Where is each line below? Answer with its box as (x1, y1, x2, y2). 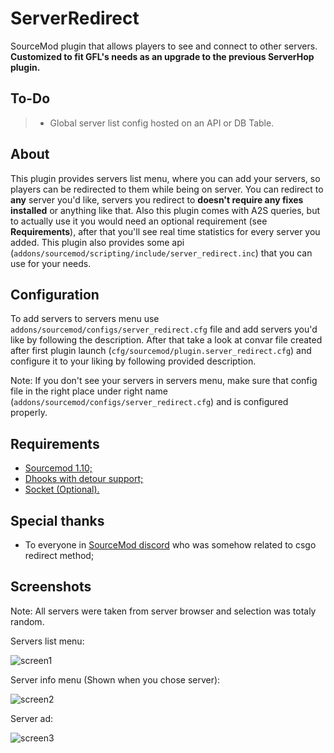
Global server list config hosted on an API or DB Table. (49, 117, 275, 129)
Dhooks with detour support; (24, 473, 144, 485)
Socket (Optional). (24, 483, 100, 496)
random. (10, 615, 45, 627)
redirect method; (24, 550, 95, 561)
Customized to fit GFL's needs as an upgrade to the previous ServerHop (10, 50, 315, 62)
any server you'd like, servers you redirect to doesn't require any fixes (10, 193, 304, 206)
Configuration (10, 286, 100, 303)
